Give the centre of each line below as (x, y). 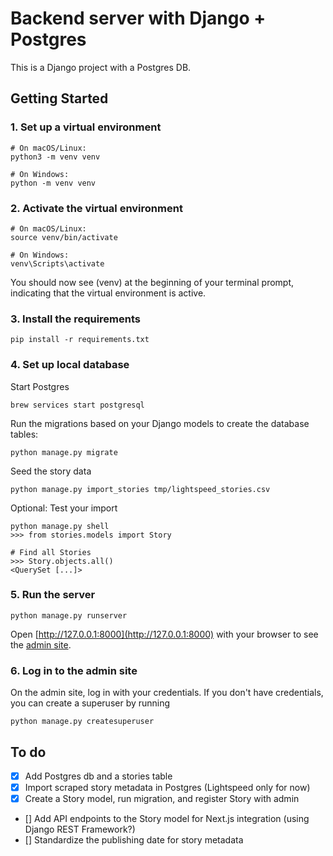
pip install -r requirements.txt (80, 340)
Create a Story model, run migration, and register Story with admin (162, 799)
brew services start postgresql (77, 405)
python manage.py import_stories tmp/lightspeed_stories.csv (140, 489)
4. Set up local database (70, 365)
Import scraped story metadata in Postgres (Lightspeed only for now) (167, 787)
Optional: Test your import (64, 508)
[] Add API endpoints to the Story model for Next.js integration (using (167, 819)
